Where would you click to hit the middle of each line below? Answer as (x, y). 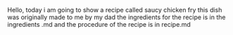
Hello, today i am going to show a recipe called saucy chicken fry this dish (115, 10)
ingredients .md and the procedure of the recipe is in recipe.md (99, 24)
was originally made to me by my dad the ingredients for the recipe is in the (116, 17)
